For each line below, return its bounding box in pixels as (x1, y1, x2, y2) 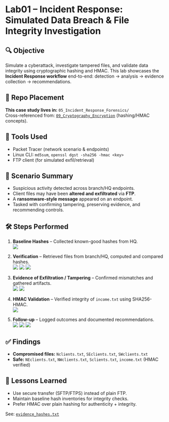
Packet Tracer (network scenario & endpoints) (12, 146, 109, 152)
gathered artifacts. (12, 280, 52, 286)
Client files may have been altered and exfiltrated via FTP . (12, 190, 136, 197)
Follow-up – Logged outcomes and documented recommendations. (12, 316, 155, 322)
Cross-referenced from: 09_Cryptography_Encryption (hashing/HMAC (5, 112, 150, 118)
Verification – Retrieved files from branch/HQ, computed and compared (12, 254, 163, 260)
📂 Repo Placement (5, 93, 64, 102)
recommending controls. (12, 207, 64, 213)
